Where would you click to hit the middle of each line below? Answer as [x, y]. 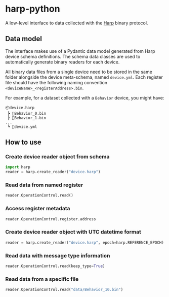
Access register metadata [38, 209]
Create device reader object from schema [57, 157]
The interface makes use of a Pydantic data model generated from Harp [80, 51]
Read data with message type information [58, 255]
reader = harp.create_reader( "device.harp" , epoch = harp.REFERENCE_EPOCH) [85, 242]
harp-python [33, 9]
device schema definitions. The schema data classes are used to [73, 56]
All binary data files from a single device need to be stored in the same [79, 72]
